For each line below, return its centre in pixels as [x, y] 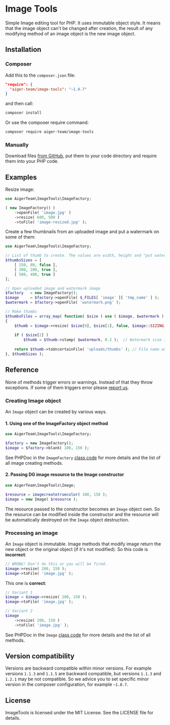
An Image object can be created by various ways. [56, 411]
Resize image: [20, 189]
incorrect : [16, 555]
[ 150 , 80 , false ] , [36, 265]
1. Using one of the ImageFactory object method [57, 423]
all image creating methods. [34, 463]
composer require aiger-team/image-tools [50, 132]
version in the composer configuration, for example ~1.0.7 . [67, 684]
